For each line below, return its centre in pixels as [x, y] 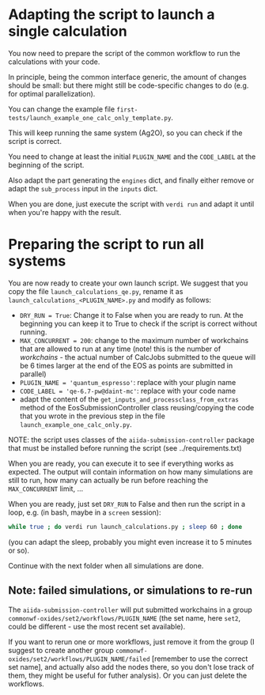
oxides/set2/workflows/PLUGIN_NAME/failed [79, 659]
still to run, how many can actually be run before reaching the [108, 480]
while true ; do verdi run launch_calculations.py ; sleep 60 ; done [125, 527]
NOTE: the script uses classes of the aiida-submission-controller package [131, 440]
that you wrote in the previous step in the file [93, 416]
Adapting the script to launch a [112, 15]
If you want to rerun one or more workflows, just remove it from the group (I [131, 641]
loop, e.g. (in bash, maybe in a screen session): [85, 512]
